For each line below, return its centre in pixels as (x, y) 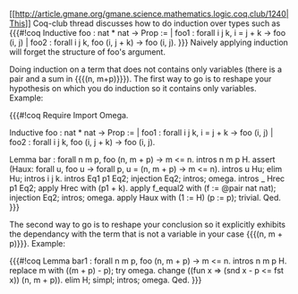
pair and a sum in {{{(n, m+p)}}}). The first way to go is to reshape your (140, 79)
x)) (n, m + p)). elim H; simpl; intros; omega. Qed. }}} (106, 280)
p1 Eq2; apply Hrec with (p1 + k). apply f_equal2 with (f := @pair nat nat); (143, 188)
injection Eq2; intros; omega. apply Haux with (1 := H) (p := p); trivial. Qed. (145, 198)
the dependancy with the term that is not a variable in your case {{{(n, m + (146, 234)
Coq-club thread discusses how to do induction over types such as (157, 23)
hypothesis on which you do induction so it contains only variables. (133, 88)
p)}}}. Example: (37, 243)
